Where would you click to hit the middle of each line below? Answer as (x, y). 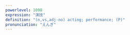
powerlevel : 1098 (24, 10)
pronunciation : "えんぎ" (31, 24)
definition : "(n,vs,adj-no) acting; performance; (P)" (65, 20)
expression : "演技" (25, 15)
